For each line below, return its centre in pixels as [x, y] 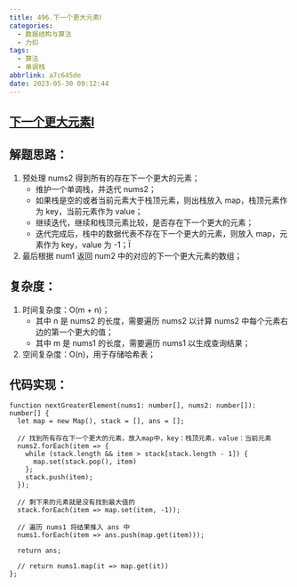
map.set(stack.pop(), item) [85, 462]
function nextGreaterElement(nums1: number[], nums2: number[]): [132, 406]
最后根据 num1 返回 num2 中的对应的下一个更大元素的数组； [132, 255]
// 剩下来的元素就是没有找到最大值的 [76, 503]
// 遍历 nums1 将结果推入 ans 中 [74, 527]
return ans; [40, 551]
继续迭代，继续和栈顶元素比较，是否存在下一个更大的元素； [144, 222]
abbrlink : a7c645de [45, 76]
